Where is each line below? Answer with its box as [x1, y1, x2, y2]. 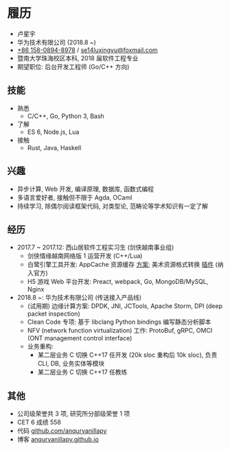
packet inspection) [27, 309, 80, 318]
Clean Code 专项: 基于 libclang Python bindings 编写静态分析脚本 [27, 318, 211, 326]
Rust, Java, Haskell [27, 143, 82, 152]
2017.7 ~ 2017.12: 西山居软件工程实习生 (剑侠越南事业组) [16, 244, 174, 252]
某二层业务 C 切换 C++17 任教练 [37, 368, 128, 377]
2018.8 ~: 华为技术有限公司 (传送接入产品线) [16, 294, 142, 302]
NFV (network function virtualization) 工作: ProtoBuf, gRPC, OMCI [27, 327, 213, 335]
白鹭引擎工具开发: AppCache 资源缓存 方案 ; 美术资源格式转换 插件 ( [27, 261, 218, 269]
